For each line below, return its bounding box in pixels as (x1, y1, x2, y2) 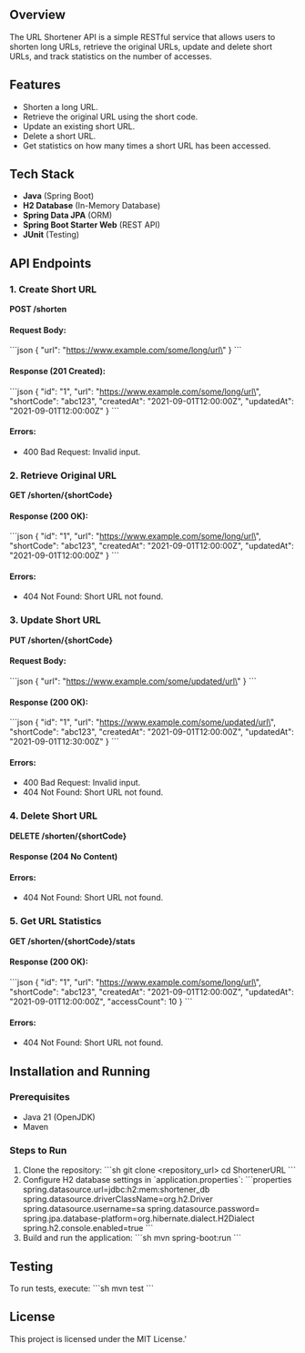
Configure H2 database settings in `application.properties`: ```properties (22, 1175, 292, 1185)
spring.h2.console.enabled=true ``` (22, 1223, 154, 1234)
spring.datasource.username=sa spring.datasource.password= (22, 1204, 260, 1215)
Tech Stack (9, 167, 75, 182)
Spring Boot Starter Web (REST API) (22, 219, 161, 230)
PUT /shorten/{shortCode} (9, 635, 114, 646)
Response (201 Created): (9, 365, 107, 376)
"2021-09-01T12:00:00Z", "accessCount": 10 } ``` (9, 996, 193, 1007)
